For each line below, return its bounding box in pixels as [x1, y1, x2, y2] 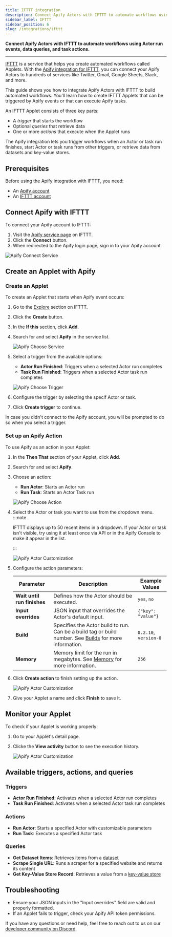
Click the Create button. [12, 314, 64, 320]
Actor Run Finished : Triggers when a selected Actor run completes [20, 364, 163, 370]
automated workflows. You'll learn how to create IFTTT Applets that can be [5, 93, 164, 99]
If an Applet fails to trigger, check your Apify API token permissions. [12, 910, 156, 917]
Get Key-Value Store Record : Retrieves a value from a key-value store [12, 871, 161, 877]
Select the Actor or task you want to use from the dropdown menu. [12, 509, 154, 515]
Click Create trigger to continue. [12, 404, 82, 410]
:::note [12, 514, 27, 520]
